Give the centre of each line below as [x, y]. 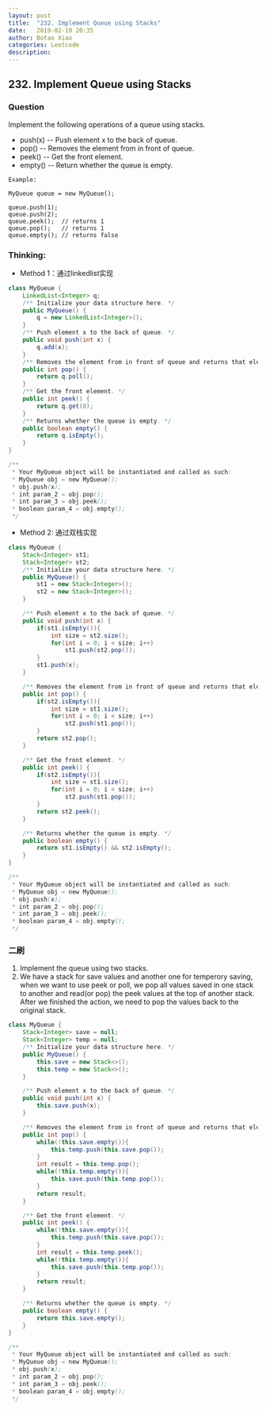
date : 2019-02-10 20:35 [51, 30]
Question [27, 107]
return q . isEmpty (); [70, 436]
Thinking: [27, 255]
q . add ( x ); [53, 347]
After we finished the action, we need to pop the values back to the [129, 1002]
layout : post [30, 15]
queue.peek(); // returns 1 [56, 221]
